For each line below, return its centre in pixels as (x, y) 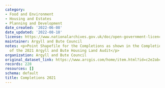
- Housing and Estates (28, 19)
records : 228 (18, 64)
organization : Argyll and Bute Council (46, 55)
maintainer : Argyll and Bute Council (44, 42)
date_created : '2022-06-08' (34, 28)
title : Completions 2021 (30, 78)
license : (14, 37)
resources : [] (20, 69)
